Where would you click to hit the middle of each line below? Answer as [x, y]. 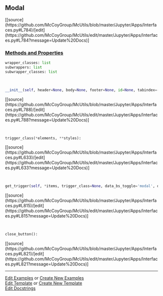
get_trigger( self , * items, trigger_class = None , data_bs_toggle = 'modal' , [80, 186]
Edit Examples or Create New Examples [44, 278]
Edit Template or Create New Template [44, 283]
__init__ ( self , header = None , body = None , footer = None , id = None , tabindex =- [82, 90]
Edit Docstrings [20, 288]
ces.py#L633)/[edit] [25, 157]
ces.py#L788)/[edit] [25, 109]
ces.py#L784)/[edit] [25, 30]
